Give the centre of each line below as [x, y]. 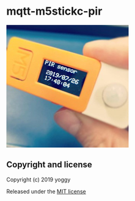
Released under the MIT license [46, 191]
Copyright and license [49, 165]
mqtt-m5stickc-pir [54, 11]
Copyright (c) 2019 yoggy [38, 180]
